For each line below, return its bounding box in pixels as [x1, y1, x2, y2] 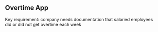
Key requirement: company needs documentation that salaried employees [5, 16, 153, 22]
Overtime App [5, 4, 49, 12]
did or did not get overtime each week [5, 21, 82, 27]
